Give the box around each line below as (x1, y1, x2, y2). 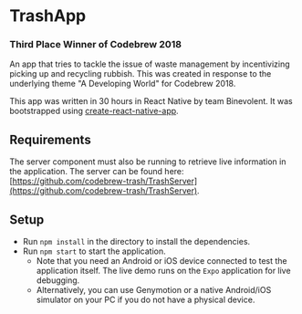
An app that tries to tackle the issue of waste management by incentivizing (9, 58, 290, 69)
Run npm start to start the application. (22, 246, 166, 256)
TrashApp (9, 5, 87, 26)
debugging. (36, 275, 80, 286)
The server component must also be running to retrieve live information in (9, 156, 286, 167)
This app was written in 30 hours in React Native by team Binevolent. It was (9, 96, 294, 107)
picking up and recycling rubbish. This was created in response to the (9, 68, 272, 79)
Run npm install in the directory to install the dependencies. (22, 236, 251, 247)
